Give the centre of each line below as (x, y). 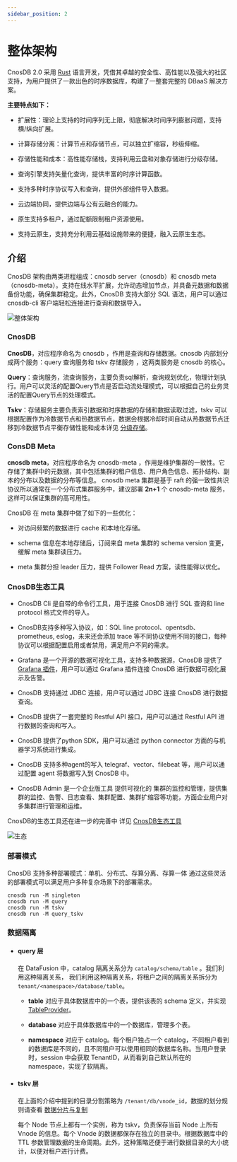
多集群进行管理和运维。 (51, 806)
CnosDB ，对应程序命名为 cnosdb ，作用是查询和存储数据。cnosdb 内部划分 (118, 353)
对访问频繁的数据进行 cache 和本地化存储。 (81, 528)
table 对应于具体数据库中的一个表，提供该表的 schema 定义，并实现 (127, 1001)
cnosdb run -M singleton (44, 895)
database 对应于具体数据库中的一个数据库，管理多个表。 (111, 1024)
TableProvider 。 (51, 1009)
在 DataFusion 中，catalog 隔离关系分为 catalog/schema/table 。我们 (118, 968)
